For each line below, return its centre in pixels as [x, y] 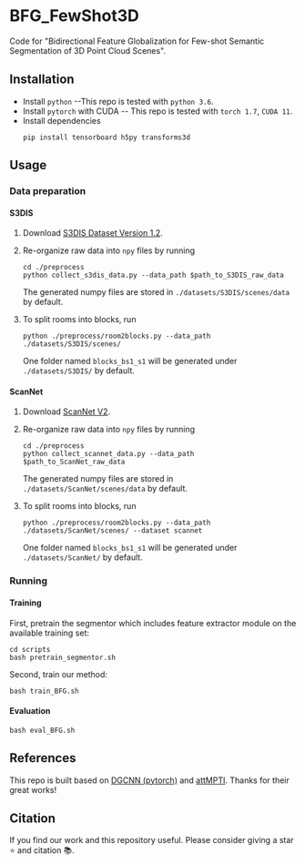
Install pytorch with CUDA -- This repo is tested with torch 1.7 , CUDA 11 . [158, 111]
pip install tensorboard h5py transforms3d [107, 137]
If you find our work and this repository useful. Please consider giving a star [152, 840]
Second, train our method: [58, 674]
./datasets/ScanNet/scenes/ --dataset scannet [112, 531]
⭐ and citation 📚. [42, 850]
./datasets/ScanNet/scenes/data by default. [105, 489]
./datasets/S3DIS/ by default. [78, 371]
